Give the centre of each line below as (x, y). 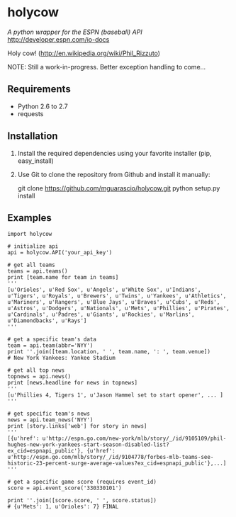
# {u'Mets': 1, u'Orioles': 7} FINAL (63, 507)
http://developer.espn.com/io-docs (58, 39)
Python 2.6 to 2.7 (43, 106)
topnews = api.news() (39, 377)
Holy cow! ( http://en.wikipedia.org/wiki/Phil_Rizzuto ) (84, 53)
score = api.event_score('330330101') (64, 488)
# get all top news (36, 370)
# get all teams (31, 265)
